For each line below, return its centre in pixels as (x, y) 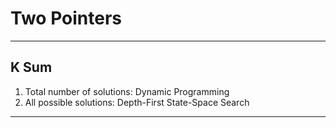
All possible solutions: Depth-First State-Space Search (137, 102)
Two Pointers (66, 18)
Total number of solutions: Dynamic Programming (127, 91)
